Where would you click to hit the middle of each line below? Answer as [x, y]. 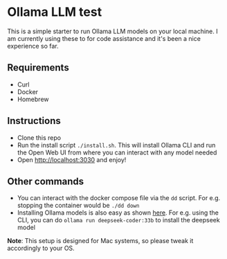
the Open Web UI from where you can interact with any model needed [117, 152]
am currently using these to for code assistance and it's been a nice [104, 38]
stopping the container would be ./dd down [78, 206]
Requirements [38, 68]
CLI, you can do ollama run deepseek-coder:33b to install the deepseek [118, 220]
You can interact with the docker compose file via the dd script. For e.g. [119, 198]
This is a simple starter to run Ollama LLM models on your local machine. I [112, 31]
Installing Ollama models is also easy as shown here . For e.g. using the [118, 213]
